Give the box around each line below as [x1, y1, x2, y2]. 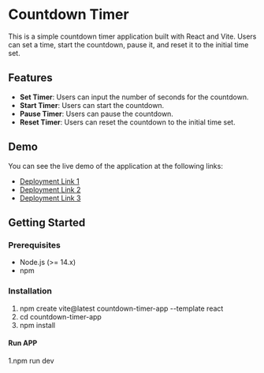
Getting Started [8, 215, 86, 229]
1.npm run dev [8, 356, 54, 365]
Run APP [8, 338, 38, 348]
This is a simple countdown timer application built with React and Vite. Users [8, 32, 257, 41]
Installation [8, 285, 53, 297]
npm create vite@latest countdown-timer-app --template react [19, 304, 224, 313]
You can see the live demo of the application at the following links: [8, 161, 223, 170]
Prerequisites [8, 239, 61, 250]
